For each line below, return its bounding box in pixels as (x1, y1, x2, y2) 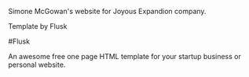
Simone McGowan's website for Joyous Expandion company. (8, 7, 207, 16)
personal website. (8, 60, 66, 69)
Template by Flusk (8, 22, 68, 30)
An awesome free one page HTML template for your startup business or (8, 52, 241, 61)
